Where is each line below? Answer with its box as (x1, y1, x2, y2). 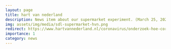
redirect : (5, 27, 26, 32)
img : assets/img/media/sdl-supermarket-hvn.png (5, 21, 108, 27)
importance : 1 (5, 31, 36, 36)
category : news (5, 36, 38, 41)
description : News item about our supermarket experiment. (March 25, (5, 17, 158, 22)
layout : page (5, 7, 33, 13)
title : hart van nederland (5, 12, 63, 17)
